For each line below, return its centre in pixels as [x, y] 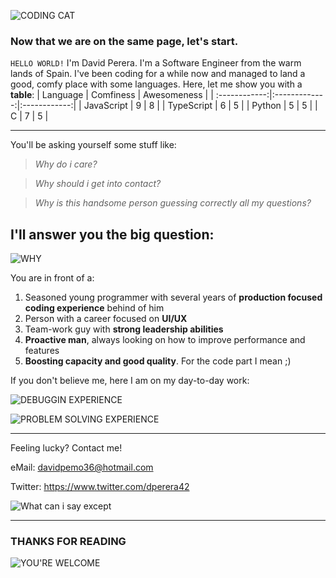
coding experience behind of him [94, 308]
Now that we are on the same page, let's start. [124, 41]
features [42, 351]
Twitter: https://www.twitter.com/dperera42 [100, 487]
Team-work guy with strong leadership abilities [124, 329]
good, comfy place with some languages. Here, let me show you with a [156, 84]
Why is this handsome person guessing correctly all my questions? [173, 203]
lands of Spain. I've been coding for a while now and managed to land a [158, 74]
